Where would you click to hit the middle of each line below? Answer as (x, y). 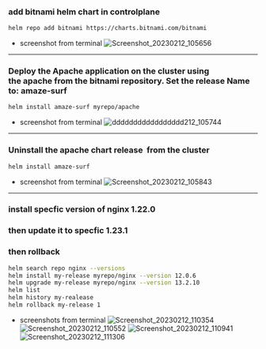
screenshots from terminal (63, 320)
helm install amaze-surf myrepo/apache (74, 107)
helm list (25, 291)
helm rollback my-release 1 (55, 305)
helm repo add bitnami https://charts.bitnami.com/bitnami (108, 28)
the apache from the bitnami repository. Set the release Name (129, 81)
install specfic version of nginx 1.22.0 (82, 209)
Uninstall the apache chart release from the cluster (109, 150)
